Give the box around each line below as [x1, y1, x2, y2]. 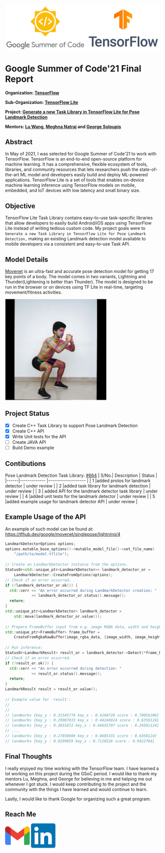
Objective [5, 201, 36, 210]
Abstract [5, 137, 33, 146]
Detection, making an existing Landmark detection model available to [5, 236, 146, 242]
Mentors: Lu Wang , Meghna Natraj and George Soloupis [5, 124, 121, 130]
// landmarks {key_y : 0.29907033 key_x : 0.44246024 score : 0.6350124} [5, 718, 160, 723]
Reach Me [5, 810, 36, 819]
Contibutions [5, 459, 46, 468]
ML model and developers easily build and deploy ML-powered [20, 172, 148, 178]
